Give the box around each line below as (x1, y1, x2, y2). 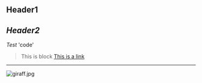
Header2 (6, 25, 40, 35)
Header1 (6, 5, 38, 15)
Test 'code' (6, 41, 34, 49)
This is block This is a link (20, 53, 85, 60)
